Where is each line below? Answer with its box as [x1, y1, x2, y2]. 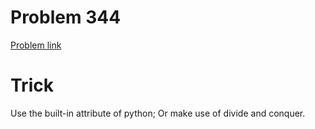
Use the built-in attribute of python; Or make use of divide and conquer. [10, 107, 306, 119]
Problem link [10, 39, 62, 51]
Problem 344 [10, 6, 122, 29]
